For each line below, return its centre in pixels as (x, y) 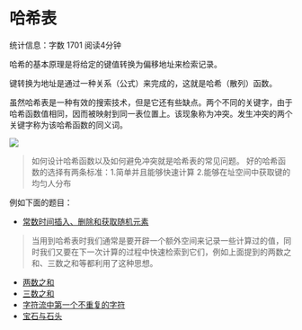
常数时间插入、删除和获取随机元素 (85, 221)
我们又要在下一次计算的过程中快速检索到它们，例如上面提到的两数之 (165, 252)
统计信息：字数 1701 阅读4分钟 (65, 45)
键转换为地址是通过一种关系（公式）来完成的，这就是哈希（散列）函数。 (143, 83)
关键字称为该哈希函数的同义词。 (68, 125)
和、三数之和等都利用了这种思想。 (94, 263)
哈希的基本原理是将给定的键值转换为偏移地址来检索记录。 (115, 64)
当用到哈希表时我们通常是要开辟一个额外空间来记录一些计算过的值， (157, 240)
